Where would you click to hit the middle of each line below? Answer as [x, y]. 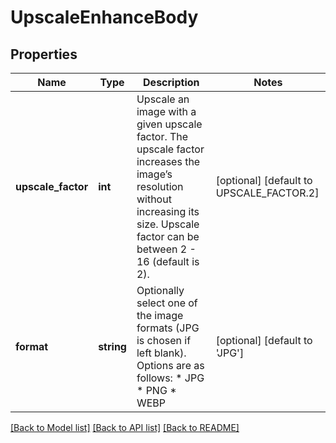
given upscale [169, 124]
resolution [160, 186]
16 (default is [168, 261]
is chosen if [164, 340]
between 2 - [166, 249]
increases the [168, 161]
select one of [167, 303]
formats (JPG [168, 328]
